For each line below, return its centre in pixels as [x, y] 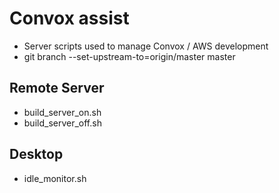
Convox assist [69, 18]
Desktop [36, 154]
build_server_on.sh [62, 112]
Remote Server [57, 88]
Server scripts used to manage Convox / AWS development [146, 46]
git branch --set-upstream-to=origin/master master [129, 56]
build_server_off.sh [62, 123]
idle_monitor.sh [55, 178]
